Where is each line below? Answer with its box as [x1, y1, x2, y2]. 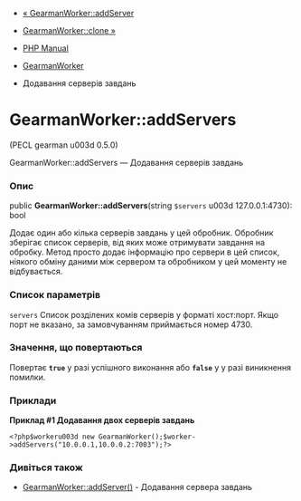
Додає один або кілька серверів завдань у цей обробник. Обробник [9, 227, 274, 238]
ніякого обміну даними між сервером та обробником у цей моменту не [9, 256, 287, 267]
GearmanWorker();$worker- [98, 432, 196, 442]
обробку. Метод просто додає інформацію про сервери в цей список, [9, 246, 280, 257]
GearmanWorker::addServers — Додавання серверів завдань [9, 157, 244, 168]
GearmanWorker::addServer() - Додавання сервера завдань [22, 482, 253, 493]
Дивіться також [9, 461, 83, 474]
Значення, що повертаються [9, 342, 143, 354]
